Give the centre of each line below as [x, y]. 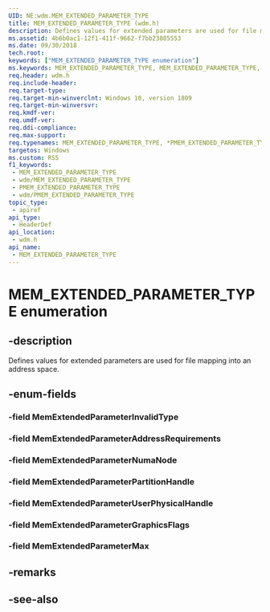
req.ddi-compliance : [43, 128]
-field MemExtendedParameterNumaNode [93, 460]
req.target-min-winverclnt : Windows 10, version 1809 [100, 98]
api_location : [32, 233]
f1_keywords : [30, 165]
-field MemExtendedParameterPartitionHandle [102, 481]
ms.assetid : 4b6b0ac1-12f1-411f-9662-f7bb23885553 [95, 38]
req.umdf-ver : [32, 120]
